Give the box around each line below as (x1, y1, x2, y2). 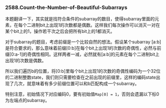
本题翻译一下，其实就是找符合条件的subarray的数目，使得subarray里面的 (5, 16, 155, 22)
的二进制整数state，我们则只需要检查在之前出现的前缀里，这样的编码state (5, 74, 157, 81)
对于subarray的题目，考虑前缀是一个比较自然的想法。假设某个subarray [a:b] (5, 39, 162, 45)
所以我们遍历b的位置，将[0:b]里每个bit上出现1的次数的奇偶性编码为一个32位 (5, 68, 161, 74)
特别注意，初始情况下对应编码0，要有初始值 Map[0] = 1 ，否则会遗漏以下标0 (5, 91, 160, 97)
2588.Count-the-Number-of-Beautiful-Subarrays (5, 4, 128, 11)
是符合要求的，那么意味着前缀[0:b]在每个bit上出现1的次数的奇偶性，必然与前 (5, 45, 162, 51)
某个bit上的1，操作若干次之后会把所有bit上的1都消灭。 (5, 28, 115, 34)
